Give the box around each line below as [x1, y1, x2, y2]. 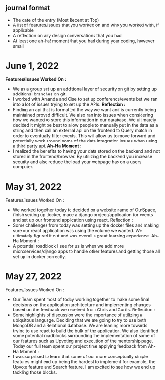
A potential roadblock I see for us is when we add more [12, 243, 124, 249]
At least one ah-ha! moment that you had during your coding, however [12, 38, 155, 44]
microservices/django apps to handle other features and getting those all [12, 248, 160, 254]
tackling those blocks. [12, 369, 57, 375]
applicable [12, 27, 34, 33]
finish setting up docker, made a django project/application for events [12, 212, 153, 217]
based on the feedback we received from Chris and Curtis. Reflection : [12, 307, 155, 312]
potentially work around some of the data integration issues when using [12, 138, 158, 143]
